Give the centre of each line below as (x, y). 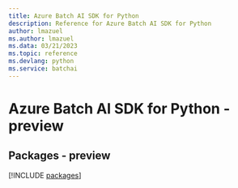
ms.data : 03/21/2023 (43, 46)
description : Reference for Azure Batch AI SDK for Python (110, 23)
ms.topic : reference (43, 53)
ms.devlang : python (41, 62)
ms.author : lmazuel (41, 38)
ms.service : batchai (43, 69)
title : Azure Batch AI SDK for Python (74, 16)
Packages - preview (59, 156)
